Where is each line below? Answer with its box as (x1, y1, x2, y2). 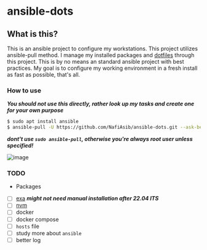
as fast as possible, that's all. (7, 71, 80, 78)
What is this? (7, 29, 58, 39)
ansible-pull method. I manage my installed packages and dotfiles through (7, 51, 195, 59)
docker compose (15, 216, 59, 223)
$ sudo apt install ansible (7, 118, 79, 125)
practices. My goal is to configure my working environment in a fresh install (7, 64, 198, 72)
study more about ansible (15, 229, 82, 237)
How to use (7, 86, 42, 94)
